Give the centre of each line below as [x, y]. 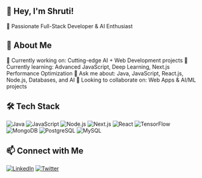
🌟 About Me [29, 46]
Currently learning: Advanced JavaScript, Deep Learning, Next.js [88, 67]
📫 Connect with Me [45, 151]
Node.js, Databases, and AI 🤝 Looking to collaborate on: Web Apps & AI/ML [101, 80]
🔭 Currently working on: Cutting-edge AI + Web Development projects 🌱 [97, 60]
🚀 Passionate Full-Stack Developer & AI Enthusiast [69, 26]
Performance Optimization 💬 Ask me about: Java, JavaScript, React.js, [95, 73]
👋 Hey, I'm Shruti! [40, 11]
